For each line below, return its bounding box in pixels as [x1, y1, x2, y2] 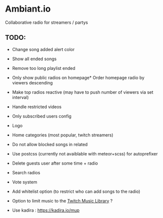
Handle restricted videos [12, 103, 62, 110]
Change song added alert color [12, 46, 75, 52]
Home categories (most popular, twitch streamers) [12, 132, 113, 138]
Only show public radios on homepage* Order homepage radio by [12, 74, 145, 81]
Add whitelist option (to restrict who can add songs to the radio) [12, 188, 141, 194]
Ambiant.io [5, 3, 51, 15]
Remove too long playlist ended [12, 65, 75, 71]
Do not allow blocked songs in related [12, 141, 88, 147]
